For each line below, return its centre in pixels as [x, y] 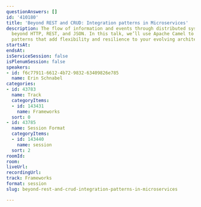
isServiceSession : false [37, 56]
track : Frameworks [29, 178]
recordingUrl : [24, 173]
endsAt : [16, 51]
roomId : [16, 156]
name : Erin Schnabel [37, 78]
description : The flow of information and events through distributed [96, 28]
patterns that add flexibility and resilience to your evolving [93, 39]
